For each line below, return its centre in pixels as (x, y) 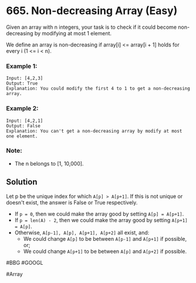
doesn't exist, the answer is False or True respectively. (72, 202)
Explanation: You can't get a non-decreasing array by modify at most (94, 131)
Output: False (23, 126)
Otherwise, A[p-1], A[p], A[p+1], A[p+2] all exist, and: (82, 233)
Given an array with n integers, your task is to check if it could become (92, 27)
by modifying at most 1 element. (73, 33)
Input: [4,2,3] (25, 78)
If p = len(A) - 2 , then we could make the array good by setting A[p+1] (101, 220)
